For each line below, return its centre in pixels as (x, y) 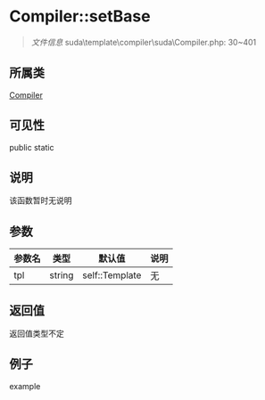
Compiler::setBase (80, 16)
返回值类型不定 (37, 333)
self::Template (112, 275)
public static (32, 147)
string (62, 275)
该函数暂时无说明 (41, 200)
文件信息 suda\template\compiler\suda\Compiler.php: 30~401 (144, 42)
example (25, 386)
